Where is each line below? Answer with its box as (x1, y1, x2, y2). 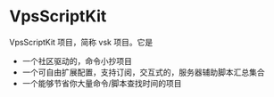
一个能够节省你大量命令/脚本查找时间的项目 (21, 77, 182, 88)
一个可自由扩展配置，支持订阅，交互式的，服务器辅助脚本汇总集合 (21, 67, 265, 77)
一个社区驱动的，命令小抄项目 (21, 55, 132, 66)
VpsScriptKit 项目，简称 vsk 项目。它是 (9, 36, 154, 47)
